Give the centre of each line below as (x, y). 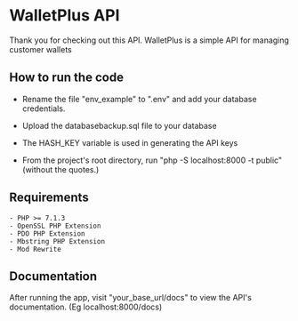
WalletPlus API (64, 16)
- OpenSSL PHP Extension (55, 226)
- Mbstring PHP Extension (57, 241)
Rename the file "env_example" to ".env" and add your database (139, 99)
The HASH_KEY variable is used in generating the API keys (130, 142)
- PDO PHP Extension (48, 233)
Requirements (49, 198)
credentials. (44, 108)
